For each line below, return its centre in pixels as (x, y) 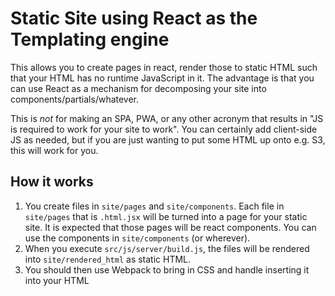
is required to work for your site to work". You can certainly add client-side (164, 129)
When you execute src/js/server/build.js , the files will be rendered (167, 248)
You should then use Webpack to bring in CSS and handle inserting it (167, 269)
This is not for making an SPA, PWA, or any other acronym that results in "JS (167, 118)
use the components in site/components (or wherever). (137, 238)
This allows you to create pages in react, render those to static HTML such (164, 67)
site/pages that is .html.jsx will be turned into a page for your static (166, 216)
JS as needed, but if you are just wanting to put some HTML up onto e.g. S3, (168, 139)
